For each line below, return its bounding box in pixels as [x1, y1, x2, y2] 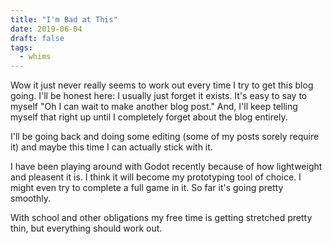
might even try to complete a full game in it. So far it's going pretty [10, 182, 284, 194]
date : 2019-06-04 [10, 24, 83, 34]
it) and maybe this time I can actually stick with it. [10, 141, 213, 153]
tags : [10, 42, 33, 53]
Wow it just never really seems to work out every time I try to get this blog [10, 79, 314, 91]
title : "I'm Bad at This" [10, 14, 118, 25]
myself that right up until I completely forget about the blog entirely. [10, 111, 288, 123]
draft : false [10, 33, 65, 43]
